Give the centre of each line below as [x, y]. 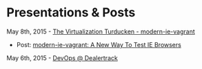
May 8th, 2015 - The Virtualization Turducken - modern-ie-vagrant [101, 31]
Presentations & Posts [71, 13]
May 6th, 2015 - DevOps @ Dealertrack [62, 58]
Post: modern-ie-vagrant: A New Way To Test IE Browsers [99, 44]
